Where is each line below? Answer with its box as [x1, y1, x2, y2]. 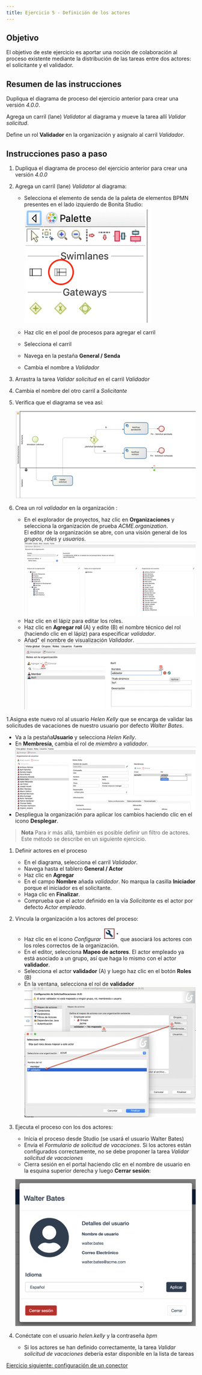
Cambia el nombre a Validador [23, 364, 100, 371]
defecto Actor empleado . [23, 904, 86, 911]
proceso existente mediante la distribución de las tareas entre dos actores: [6, 55, 191, 63]
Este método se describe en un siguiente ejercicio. [20, 835, 147, 843]
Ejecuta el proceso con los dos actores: [14, 1124, 113, 1131]
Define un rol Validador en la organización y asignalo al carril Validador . [6, 131, 185, 139]
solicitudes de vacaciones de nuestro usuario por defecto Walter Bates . [6, 722, 184, 729]
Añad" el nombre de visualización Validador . [23, 636, 135, 644]
